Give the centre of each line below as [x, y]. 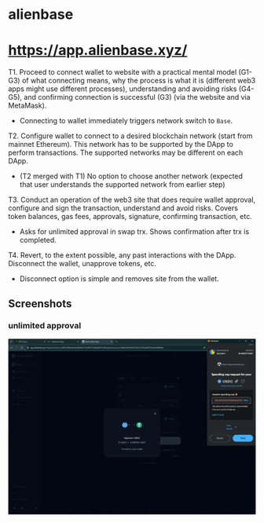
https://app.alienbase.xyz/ [98, 51]
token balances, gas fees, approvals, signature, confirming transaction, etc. [130, 217]
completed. [38, 240]
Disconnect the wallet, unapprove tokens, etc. [82, 264]
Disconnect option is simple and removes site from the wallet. [119, 279]
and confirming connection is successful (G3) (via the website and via [137, 97]
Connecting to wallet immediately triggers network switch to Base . [126, 121]
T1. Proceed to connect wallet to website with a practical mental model [123, 72]
